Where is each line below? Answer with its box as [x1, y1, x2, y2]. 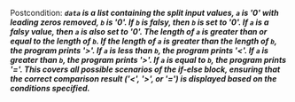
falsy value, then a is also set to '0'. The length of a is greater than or [10, 27, 268, 36]
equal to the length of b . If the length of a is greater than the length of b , [10, 35, 277, 46]
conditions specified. [10, 83, 90, 93]
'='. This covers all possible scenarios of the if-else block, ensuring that [10, 64, 281, 75]
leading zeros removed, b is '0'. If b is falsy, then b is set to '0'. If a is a [10, 17, 269, 27]
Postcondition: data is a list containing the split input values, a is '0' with [10, 8, 279, 18]
